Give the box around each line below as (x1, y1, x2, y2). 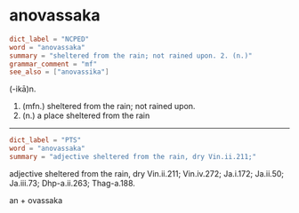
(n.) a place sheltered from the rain (21, 110, 150, 121)
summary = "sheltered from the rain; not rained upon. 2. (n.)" (9, 51, 253, 60)
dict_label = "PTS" (9, 136, 82, 145)
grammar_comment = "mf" (9, 59, 98, 68)
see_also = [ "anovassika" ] (9, 67, 109, 76)
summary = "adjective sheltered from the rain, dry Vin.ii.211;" (9, 153, 256, 162)
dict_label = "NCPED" (9, 35, 90, 43)
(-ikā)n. (9, 83, 36, 94)
